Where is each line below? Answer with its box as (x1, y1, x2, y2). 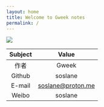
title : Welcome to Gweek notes (6, 14, 85, 20)
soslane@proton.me (37, 82, 96, 90)
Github (11, 72, 30, 80)
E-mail (11, 82, 31, 90)
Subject (9, 50, 32, 59)
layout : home (6, 8, 39, 15)
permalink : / (6, 20, 39, 26)
